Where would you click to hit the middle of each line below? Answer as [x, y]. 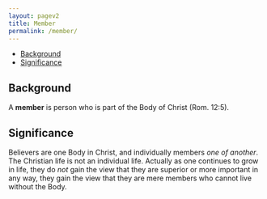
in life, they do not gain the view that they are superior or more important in [133, 169]
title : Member [32, 23]
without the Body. [38, 186]
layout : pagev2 [34, 16]
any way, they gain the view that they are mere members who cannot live [130, 178]
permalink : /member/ [43, 31]
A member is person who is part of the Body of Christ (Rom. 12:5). [119, 108]
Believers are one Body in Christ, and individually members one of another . [133, 152]
